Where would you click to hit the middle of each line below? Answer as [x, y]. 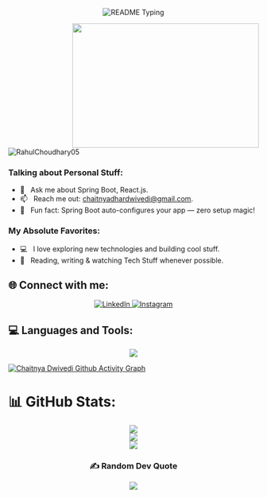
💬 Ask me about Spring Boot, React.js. [84, 190]
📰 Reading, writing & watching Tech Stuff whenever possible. [122, 260]
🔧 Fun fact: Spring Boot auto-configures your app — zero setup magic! [137, 210]
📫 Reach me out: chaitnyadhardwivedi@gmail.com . [106, 199]
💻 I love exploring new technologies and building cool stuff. [120, 249]
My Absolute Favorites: [54, 231]
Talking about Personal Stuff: [66, 173]
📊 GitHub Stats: [62, 402]
